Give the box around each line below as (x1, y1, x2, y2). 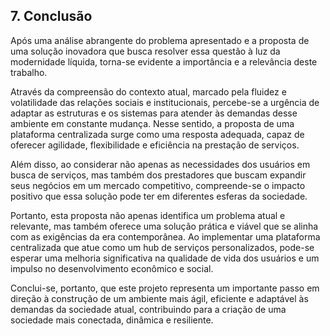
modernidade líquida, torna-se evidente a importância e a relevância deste (10, 55, 318, 68)
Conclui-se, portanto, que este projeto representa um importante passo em (10, 282, 320, 294)
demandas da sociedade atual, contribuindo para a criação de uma (10, 303, 287, 315)
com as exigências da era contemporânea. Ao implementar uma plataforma (10, 230, 321, 243)
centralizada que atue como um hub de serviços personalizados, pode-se (10, 241, 315, 253)
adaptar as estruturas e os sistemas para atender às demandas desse (10, 107, 298, 119)
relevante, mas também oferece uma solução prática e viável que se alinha (10, 220, 319, 232)
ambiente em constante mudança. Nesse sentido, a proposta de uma (10, 117, 295, 129)
